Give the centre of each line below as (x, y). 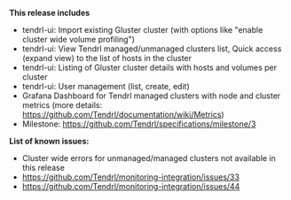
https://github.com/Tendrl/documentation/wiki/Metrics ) (123, 115)
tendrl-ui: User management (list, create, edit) (106, 86)
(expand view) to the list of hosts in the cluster (107, 58)
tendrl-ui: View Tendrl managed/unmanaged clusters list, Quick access (152, 49)
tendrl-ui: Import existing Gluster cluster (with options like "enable (142, 30)
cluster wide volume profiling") (79, 39)
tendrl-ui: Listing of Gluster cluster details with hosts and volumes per (149, 67)
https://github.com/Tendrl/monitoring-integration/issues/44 (131, 186)
